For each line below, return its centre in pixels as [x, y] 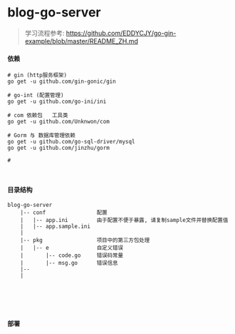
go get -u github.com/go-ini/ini [57, 102]
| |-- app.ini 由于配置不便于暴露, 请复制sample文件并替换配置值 [124, 221]
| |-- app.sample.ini [56, 227]
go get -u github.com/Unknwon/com [59, 122]
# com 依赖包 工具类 [38, 116]
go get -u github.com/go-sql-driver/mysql [71, 142]
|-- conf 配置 [64, 213]
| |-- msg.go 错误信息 [69, 263]
